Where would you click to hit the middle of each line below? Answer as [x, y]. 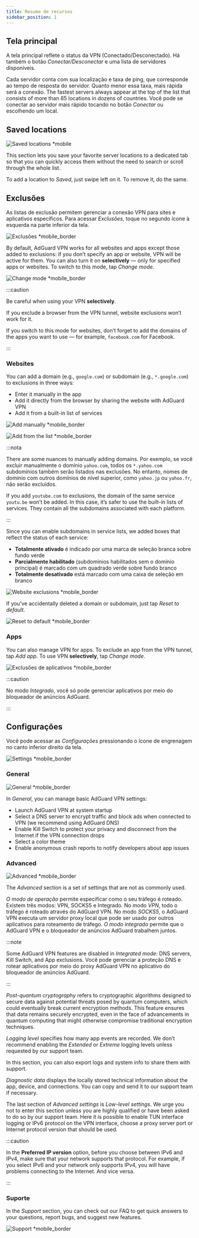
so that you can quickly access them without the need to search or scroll [95, 162]
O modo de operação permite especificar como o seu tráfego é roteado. [94, 899]
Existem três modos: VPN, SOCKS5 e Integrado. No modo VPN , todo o [92, 905]
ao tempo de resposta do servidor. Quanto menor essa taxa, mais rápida [94, 86]
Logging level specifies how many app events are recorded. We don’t [91, 1038]
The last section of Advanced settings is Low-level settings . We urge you [95, 1104]
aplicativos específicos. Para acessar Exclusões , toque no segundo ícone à [98, 218]
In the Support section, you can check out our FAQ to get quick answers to [97, 1211]
